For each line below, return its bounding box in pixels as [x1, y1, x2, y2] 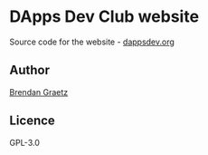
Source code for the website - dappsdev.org [9, 36, 175, 47]
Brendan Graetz [9, 86, 69, 97]
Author [9, 63, 50, 78]
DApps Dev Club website [9, 6, 200, 27]
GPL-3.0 [9, 137, 41, 148]
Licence [9, 113, 56, 129]
